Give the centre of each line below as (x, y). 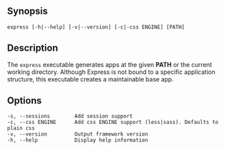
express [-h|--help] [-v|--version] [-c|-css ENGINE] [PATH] (96, 27)
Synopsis (27, 11)
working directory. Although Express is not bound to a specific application (111, 72)
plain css (21, 128)
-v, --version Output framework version (78, 134)
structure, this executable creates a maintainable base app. (91, 79)
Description (32, 48)
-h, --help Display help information (78, 140)
